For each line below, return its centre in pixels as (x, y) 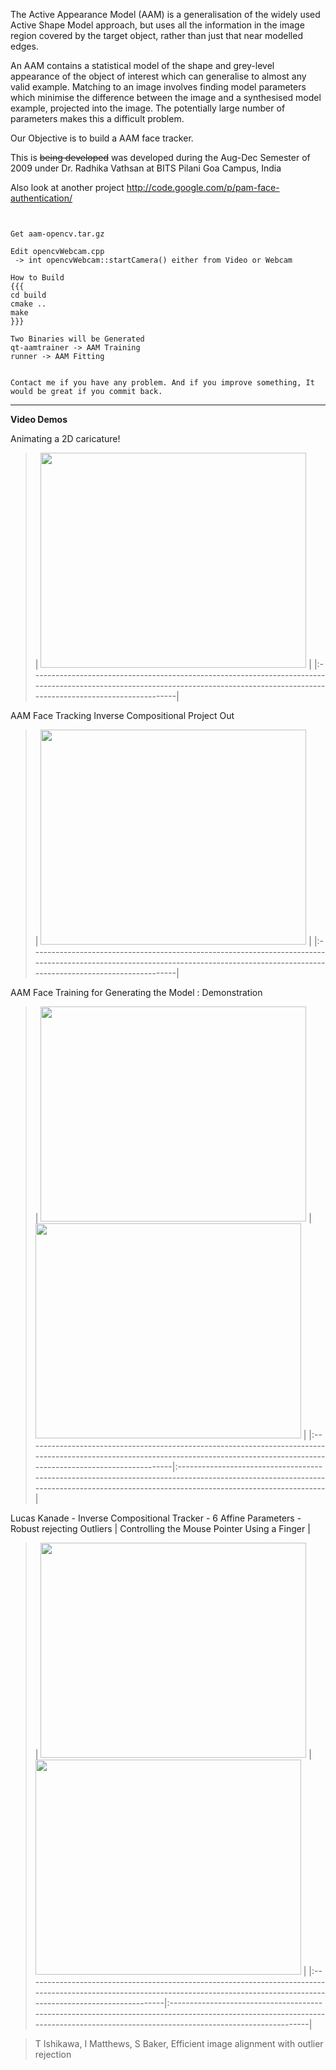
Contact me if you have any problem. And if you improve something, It (162, 383)
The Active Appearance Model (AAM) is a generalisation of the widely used (165, 14)
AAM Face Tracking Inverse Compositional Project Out (122, 715)
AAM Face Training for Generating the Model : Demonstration (136, 992)
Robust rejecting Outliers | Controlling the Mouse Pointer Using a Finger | (160, 1528)
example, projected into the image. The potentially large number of (148, 108)
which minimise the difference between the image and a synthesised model (166, 97)
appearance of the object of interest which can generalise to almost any (158, 76)
